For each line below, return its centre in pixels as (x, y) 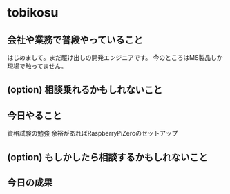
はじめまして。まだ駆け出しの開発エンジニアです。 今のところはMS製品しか (115, 57)
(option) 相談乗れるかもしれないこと (85, 90)
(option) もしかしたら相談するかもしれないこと (108, 157)
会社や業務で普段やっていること (75, 40)
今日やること (35, 115)
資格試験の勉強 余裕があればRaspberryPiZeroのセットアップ (93, 133)
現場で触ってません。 (37, 66)
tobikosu (33, 13)
